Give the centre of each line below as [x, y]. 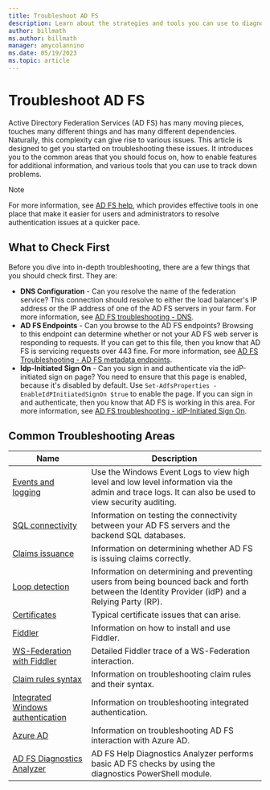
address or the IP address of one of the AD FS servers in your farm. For [138, 308]
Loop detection [41, 586]
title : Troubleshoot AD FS [53, 16]
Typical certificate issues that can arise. [166, 615]
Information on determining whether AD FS [172, 549]
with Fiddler [35, 661]
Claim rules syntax [47, 679]
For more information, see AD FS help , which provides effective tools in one [133, 205]
